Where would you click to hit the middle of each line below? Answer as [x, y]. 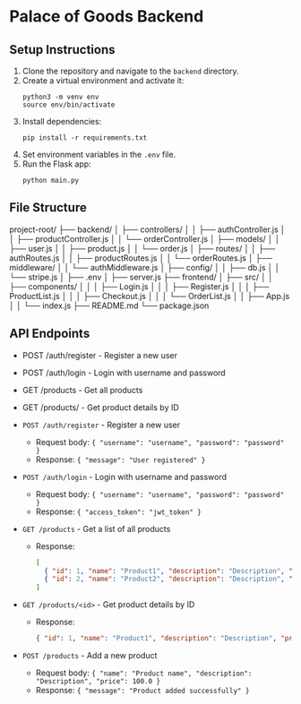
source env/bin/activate [69, 105]
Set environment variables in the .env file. [99, 155]
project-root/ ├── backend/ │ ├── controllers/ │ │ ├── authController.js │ [147, 229]
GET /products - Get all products [82, 390]
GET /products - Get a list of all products [96, 528]
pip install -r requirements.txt [85, 138]
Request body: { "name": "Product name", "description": [144, 673]
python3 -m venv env [60, 97]
